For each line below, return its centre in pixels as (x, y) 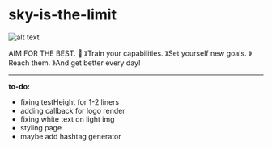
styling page (41, 127)
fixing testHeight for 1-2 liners (70, 101)
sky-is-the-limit (63, 15)
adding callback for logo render (72, 110)
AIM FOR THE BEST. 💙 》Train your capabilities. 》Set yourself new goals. (127, 53)
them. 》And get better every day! (86, 63)
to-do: (19, 86)
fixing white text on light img (67, 119)
